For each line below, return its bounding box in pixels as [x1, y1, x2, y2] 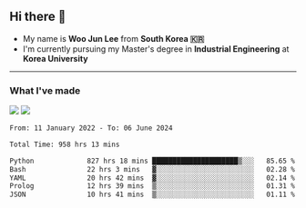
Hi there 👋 [9, 9, 66, 25]
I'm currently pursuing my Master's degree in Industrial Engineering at [22, 43, 290, 54]
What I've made [9, 84, 81, 96]
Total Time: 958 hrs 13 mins [9, 140, 120, 149]
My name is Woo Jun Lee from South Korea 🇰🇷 [22, 33, 205, 44]
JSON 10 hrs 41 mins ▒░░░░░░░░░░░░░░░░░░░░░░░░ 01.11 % [9, 190, 296, 200]
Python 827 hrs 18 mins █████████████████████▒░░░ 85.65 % [9, 156, 296, 165]
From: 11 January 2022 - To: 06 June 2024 [9, 124, 173, 133]
